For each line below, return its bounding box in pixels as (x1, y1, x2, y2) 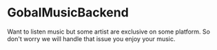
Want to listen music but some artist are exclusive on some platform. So (7, 27, 210, 36)
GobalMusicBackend (7, 5, 129, 21)
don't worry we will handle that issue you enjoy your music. (7, 34, 176, 42)
